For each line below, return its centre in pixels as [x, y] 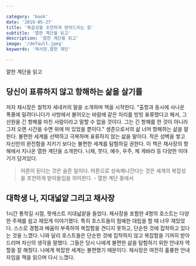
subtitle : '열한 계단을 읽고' [39, 33]
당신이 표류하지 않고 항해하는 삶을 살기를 [74, 92]
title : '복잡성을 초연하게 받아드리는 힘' [50, 27]
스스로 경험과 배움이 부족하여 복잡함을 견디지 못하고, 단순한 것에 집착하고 [97, 228]
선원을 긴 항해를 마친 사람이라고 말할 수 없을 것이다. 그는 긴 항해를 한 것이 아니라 [97, 122]
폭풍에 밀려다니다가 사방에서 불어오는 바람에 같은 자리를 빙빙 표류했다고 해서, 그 [97, 114]
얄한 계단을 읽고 [24, 71]
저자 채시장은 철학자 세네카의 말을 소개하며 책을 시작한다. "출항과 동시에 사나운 [95, 107]
